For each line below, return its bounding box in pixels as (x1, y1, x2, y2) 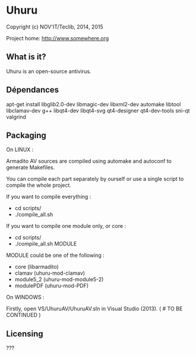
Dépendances (6, 85, 59, 95)
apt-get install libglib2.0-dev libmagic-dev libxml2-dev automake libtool (6, 100, 181, 107)
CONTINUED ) (6, 311, 41, 319)
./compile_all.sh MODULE (14, 240, 77, 247)
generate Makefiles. (6, 164, 55, 171)
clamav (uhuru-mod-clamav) (14, 269, 85, 276)
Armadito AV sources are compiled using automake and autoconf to (6, 158, 172, 165)
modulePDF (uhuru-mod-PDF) (14, 282, 89, 290)
